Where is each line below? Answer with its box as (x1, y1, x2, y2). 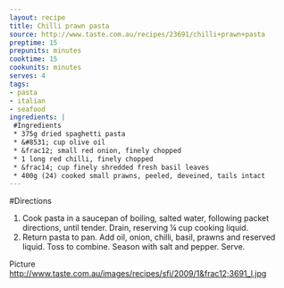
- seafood (9, 105, 46, 114)
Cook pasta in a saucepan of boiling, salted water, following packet (21, 213, 270, 224)
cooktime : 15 (9, 55, 58, 64)
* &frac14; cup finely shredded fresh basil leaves (13, 163, 210, 172)
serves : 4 (9, 72, 46, 80)
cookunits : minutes (9, 64, 82, 72)
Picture (9, 258, 36, 269)
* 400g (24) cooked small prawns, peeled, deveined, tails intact (13, 171, 266, 180)
